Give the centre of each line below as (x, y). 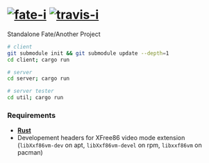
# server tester (31, 91)
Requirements (32, 115)
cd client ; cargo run (39, 60)
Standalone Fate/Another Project (54, 34)
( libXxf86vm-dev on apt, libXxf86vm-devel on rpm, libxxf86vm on (110, 145)
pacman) (30, 153)
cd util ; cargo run (35, 98)
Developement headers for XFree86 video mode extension (101, 138)
